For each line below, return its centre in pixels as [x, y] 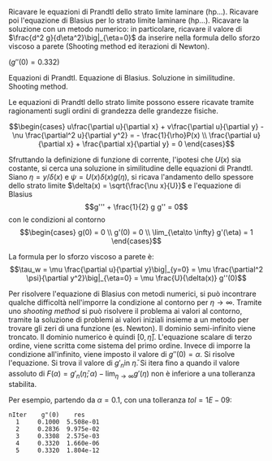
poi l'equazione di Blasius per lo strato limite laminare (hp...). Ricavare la [129, 20]
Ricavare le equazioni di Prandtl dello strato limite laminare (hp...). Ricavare [134, 12]
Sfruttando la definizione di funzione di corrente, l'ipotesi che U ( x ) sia [125, 159]
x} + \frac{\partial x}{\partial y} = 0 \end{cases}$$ [151, 144]
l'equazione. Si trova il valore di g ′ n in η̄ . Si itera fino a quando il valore [124, 363]
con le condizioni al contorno [57, 220]
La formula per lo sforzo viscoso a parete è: [81, 257]
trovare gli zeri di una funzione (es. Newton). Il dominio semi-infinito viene [132, 328]
